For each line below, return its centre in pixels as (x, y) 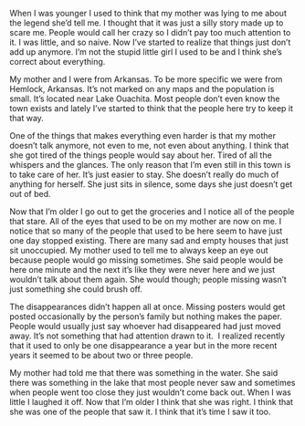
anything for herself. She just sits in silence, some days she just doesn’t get (151, 184)
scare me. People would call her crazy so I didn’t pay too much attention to (150, 32)
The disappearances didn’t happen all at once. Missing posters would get (147, 307)
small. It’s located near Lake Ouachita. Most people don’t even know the (145, 99)
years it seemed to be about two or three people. (101, 355)
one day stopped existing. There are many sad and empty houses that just (149, 240)
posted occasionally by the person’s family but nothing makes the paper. (146, 317)
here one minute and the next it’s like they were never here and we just (142, 270)
